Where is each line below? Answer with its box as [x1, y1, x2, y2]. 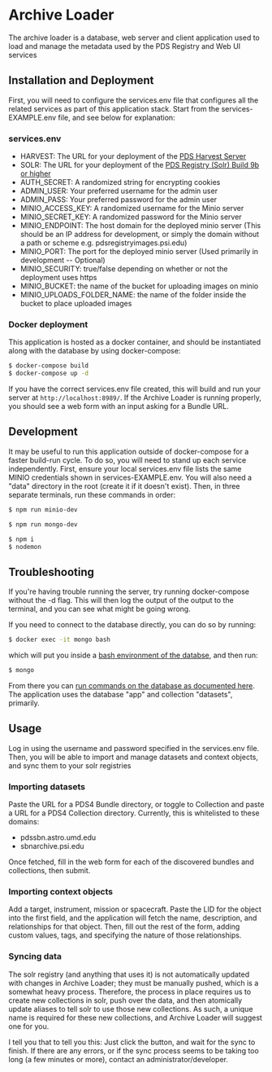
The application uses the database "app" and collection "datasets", [8, 689, 233, 699]
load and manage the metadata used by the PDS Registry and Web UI [8, 41, 241, 51]
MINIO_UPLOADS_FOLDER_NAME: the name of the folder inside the [19, 290, 247, 300]
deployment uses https [19, 273, 97, 283]
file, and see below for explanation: [58, 112, 176, 122]
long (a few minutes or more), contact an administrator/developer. [8, 1054, 229, 1064]
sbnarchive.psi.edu [19, 841, 84, 851]
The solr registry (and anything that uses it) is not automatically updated [8, 969, 250, 979]
